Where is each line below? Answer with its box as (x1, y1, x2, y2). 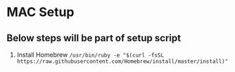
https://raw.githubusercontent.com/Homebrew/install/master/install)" (16, 58, 229, 65)
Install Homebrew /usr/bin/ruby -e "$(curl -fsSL (16, 50, 165, 59)
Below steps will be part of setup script (6, 32, 181, 44)
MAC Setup (6, 4, 75, 20)
